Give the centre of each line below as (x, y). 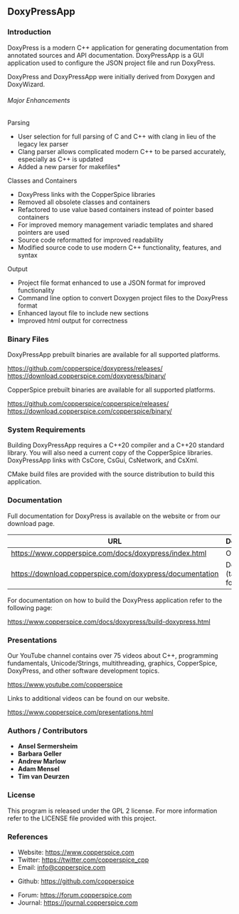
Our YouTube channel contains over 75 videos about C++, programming (113, 656)
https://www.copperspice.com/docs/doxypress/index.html (109, 553)
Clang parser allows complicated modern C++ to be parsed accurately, (122, 151)
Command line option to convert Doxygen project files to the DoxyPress (123, 298)
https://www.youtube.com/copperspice (65, 685)
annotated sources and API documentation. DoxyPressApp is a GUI (106, 55)
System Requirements (47, 430)
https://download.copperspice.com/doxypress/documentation (115, 574)
